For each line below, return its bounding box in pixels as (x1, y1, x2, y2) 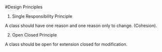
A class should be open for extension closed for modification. (5, 41, 128, 47)
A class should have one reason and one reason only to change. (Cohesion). (5, 23, 157, 28)
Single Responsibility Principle (12, 13, 73, 19)
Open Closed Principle (12, 32, 57, 38)
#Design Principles (5, 4, 43, 10)
